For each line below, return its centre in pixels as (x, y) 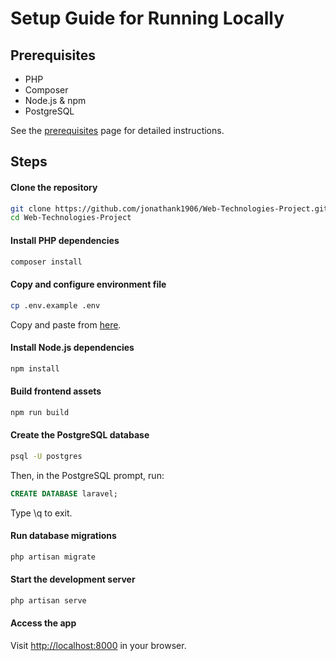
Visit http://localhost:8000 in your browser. (98, 645)
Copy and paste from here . (66, 324)
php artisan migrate (53, 557)
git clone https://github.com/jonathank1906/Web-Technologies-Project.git (169, 208)
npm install (35, 368)
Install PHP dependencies (65, 240)
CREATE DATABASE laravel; (64, 493)
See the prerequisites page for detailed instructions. (117, 130)
